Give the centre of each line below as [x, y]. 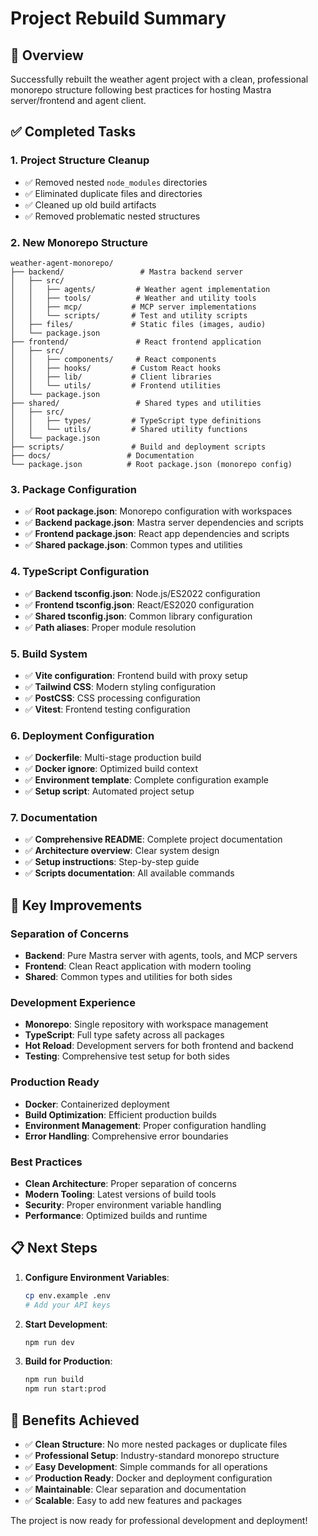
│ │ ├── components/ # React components [113, 359]
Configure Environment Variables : [97, 1277]
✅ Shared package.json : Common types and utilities [133, 545]
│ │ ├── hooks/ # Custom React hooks [116, 368]
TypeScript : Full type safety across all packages [124, 1035]
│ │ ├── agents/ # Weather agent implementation [140, 289]
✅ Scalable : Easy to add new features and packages [133, 1501]
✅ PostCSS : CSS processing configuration [112, 698]
